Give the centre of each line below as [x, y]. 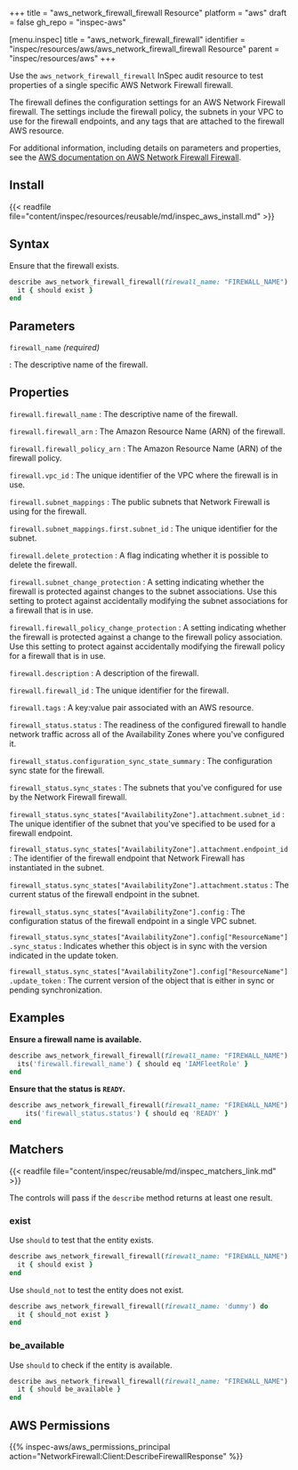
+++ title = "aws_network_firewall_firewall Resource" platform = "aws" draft [148, 13]
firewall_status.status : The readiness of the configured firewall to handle [148, 725]
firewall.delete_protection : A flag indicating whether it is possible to [139, 555]
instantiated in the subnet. [57, 867]
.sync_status [33, 946]
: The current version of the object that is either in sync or [169, 980]
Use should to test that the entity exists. [81, 1241]
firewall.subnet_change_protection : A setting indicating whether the [137, 582]
